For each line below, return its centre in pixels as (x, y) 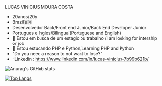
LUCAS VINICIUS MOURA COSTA (39, 7)
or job (18, 43)
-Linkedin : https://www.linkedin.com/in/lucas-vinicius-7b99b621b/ (81, 59)
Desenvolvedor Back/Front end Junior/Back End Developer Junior (79, 27)
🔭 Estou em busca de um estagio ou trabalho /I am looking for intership (84, 38)
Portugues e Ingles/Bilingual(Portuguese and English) (66, 33)
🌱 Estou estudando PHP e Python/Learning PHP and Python (73, 48)
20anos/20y (25, 17)
